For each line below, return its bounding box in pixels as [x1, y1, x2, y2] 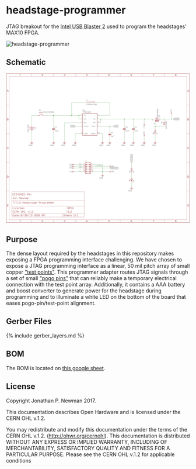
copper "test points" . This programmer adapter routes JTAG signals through [6, 268, 188, 275]
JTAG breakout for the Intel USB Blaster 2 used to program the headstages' [6, 23, 187, 30]
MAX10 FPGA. [6, 29, 40, 36]
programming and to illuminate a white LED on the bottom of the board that [6, 294, 186, 301]
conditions [6, 457, 32, 464]
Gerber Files [6, 316, 52, 326]
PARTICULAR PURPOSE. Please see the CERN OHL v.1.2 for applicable [6, 451, 175, 458]
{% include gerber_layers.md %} [6, 332, 85, 339]
